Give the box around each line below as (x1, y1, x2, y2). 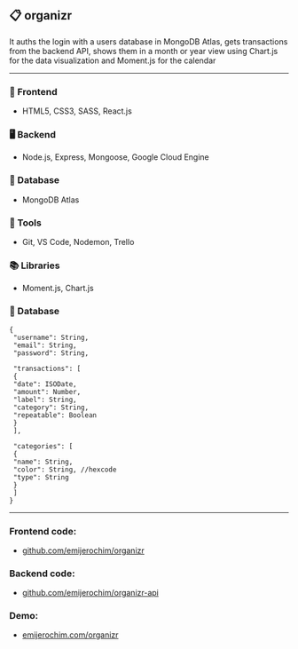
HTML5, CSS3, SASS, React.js (21, 106, 133, 116)
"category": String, (12, 403, 90, 412)
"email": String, (12, 341, 77, 350)
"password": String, (12, 348, 90, 358)
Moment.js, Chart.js (21, 283, 95, 294)
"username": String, (12, 333, 90, 342)
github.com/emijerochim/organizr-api (21, 588, 160, 598)
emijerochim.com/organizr (21, 629, 119, 640)
